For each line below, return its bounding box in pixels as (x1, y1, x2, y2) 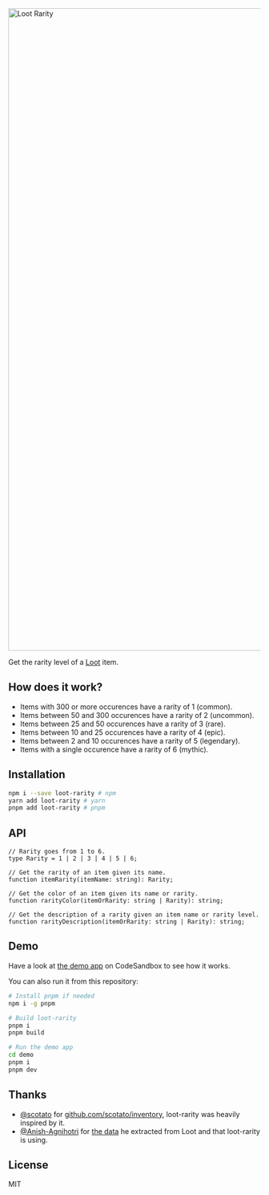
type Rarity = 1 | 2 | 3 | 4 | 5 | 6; (8, 854, 138, 863)
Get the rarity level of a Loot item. (8, 658, 118, 667)
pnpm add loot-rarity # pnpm (8, 804, 106, 812)
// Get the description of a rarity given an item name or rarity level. (8, 911, 260, 919)
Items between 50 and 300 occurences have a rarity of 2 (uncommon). (19, 710, 255, 720)
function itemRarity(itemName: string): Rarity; (8, 875, 174, 884)
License (8, 1158, 49, 1172)
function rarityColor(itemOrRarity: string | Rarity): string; (8, 897, 224, 905)
